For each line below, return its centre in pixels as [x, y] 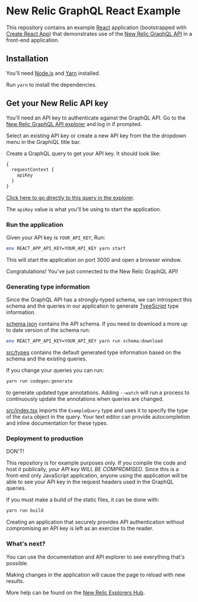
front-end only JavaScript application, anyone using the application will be [97, 476]
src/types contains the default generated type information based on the [94, 353]
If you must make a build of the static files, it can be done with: [83, 500]
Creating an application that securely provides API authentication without [95, 522]
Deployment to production [45, 438]
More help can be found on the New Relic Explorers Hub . [76, 592]
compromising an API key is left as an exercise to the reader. [80, 528]
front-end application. [33, 40]
